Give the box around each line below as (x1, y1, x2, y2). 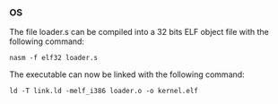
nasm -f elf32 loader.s (9, 54, 99, 63)
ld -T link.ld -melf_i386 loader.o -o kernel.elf (9, 87, 199, 96)
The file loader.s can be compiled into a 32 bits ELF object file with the (9, 27, 269, 38)
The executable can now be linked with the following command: (9, 69, 245, 80)
